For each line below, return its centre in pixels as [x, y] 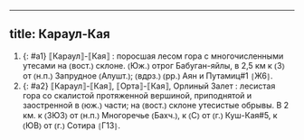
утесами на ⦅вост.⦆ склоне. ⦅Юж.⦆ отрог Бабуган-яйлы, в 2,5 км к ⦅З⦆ [153, 65]
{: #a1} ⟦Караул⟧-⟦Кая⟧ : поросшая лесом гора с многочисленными [153, 56]
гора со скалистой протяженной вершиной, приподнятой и [137, 95]
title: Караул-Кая [60, 34]
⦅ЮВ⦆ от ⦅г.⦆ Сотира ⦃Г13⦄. [71, 125]
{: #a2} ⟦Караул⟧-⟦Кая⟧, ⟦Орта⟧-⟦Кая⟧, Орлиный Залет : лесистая [149, 86]
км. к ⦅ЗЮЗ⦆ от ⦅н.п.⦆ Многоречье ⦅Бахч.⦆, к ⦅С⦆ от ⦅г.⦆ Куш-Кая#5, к [150, 115]
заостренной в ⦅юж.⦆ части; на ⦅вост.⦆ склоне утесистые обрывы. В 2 [156, 105]
